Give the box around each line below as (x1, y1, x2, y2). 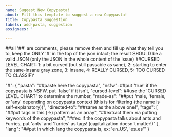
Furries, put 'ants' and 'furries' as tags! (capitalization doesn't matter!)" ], (5, 121, 160, 127)
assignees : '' (5, 27, 36, 32)
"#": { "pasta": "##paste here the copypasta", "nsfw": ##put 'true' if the (5, 83, 157, 89)
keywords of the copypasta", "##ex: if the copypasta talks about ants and (5, 115, 161, 121)
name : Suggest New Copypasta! (5, 7, 70, 13)
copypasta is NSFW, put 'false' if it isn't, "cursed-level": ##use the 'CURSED (5, 88, 166, 94)
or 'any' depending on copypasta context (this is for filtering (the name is (5, 99, 160, 105)
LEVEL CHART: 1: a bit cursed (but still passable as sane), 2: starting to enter (5, 62, 167, 68)
